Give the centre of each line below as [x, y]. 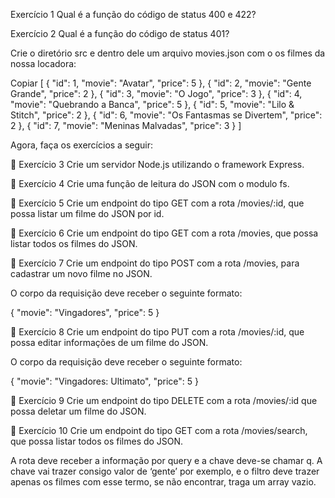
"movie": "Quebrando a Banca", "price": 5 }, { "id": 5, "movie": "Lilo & [152, 104]
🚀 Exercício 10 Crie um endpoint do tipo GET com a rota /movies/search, [159, 430]
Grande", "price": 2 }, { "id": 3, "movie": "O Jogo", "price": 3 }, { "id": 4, [156, 93]
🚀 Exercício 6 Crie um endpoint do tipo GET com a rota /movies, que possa [164, 233]
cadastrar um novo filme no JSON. [81, 273]
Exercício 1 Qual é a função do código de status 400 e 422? [133, 14]
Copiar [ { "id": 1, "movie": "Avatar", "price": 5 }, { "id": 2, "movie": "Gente [161, 83]
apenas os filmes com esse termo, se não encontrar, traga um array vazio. [163, 482]
